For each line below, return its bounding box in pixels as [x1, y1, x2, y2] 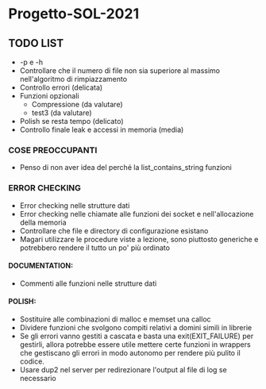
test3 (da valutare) [31, 108, 93, 117]
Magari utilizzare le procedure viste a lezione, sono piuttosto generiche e [19, 234, 259, 244]
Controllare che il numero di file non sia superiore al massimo [19, 66, 221, 75]
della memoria [19, 218, 67, 227]
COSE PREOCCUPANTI [8, 144, 98, 156]
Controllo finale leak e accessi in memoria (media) [19, 125, 184, 134]
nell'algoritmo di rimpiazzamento [19, 75, 128, 83]
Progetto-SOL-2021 [8, 5, 140, 23]
